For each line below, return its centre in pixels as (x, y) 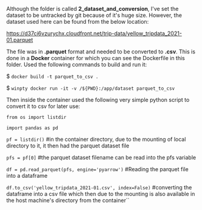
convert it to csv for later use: (43, 106)
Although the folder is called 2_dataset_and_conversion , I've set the (92, 9)
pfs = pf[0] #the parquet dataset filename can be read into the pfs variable (101, 157)
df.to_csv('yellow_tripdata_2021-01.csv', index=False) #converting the (99, 187)
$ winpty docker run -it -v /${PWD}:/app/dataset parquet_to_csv (91, 88)
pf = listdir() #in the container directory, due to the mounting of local (96, 139)
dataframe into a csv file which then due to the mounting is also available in (101, 194)
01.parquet (20, 40)
